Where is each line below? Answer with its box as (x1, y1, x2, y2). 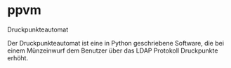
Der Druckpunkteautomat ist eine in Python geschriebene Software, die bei (7, 39, 225, 47)
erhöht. (7, 53, 29, 62)
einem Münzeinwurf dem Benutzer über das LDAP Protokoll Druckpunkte (7, 46, 218, 55)
